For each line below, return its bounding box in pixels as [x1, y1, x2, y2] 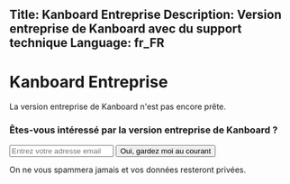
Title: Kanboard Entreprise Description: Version [9, 7, 282, 23]
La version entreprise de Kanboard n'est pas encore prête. [9, 101, 227, 112]
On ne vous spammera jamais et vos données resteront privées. [9, 164, 246, 175]
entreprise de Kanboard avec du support [9, 22, 242, 37]
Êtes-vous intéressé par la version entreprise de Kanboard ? [9, 124, 278, 136]
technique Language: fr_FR [9, 35, 165, 51]
